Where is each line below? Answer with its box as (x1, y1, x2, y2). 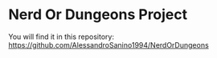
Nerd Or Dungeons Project (8, 6, 188, 24)
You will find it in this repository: (8, 32, 115, 41)
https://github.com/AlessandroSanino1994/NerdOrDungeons (8, 40, 209, 49)
